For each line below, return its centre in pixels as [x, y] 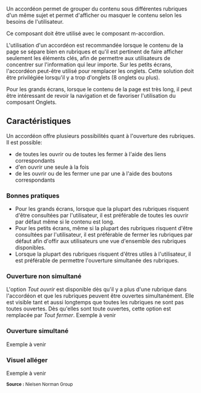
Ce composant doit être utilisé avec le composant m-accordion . [86, 33]
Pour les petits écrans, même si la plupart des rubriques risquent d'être [104, 228]
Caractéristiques [39, 121]
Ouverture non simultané [44, 276]
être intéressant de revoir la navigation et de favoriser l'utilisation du [91, 96]
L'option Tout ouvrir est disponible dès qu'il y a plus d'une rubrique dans [97, 289]
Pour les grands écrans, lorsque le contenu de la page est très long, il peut [99, 89]
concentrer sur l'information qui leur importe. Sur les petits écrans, [89, 64]
